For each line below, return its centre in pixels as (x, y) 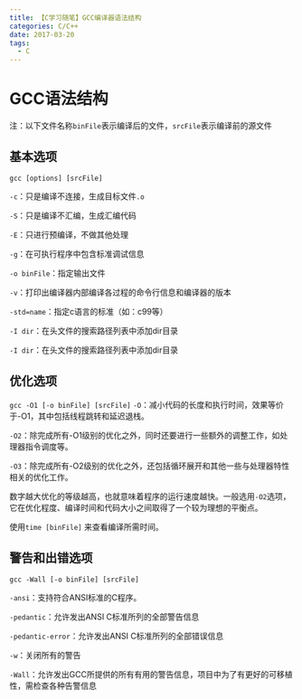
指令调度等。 (49, 446)
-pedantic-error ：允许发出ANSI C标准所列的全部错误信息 (117, 636)
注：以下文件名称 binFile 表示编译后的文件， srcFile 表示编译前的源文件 (141, 126)
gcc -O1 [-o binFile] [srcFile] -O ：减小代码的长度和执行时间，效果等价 (147, 404)
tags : (19, 43)
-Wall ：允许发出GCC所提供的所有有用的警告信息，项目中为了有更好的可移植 (151, 674)
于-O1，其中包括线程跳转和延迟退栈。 (79, 416)
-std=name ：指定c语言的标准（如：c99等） (89, 311)
